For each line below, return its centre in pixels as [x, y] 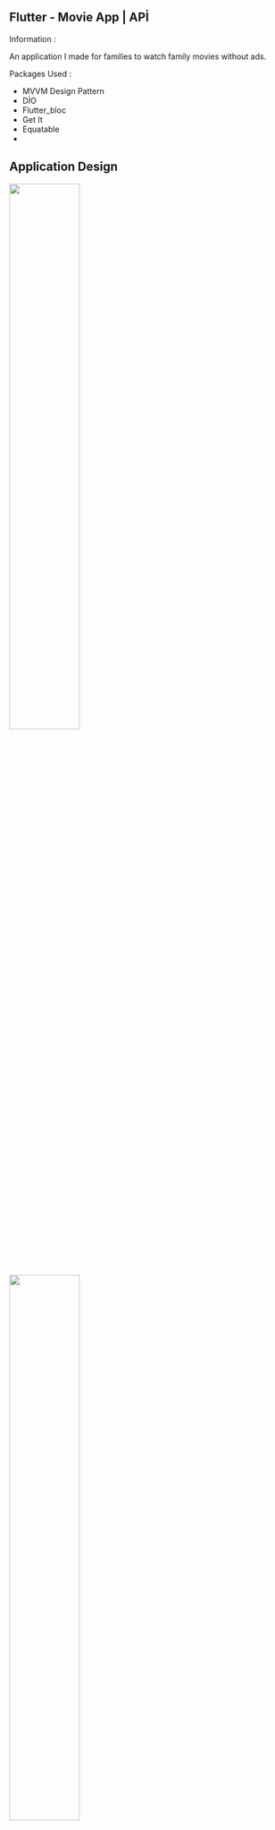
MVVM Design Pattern [63, 90]
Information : [33, 38]
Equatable [41, 129]
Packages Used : [40, 73]
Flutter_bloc [44, 110]
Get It [32, 119]
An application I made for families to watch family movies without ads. [138, 56]
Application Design [64, 167]
